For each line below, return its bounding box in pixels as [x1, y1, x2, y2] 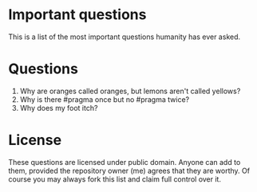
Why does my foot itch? [19, 103, 98, 112]
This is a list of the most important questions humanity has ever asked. [8, 32, 241, 41]
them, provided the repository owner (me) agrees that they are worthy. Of [8, 166, 250, 175]
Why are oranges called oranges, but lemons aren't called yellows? [19, 86, 241, 96]
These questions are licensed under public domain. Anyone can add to [8, 157, 241, 167]
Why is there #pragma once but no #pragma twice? [19, 94, 190, 104]
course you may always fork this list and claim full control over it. [8, 174, 222, 184]
